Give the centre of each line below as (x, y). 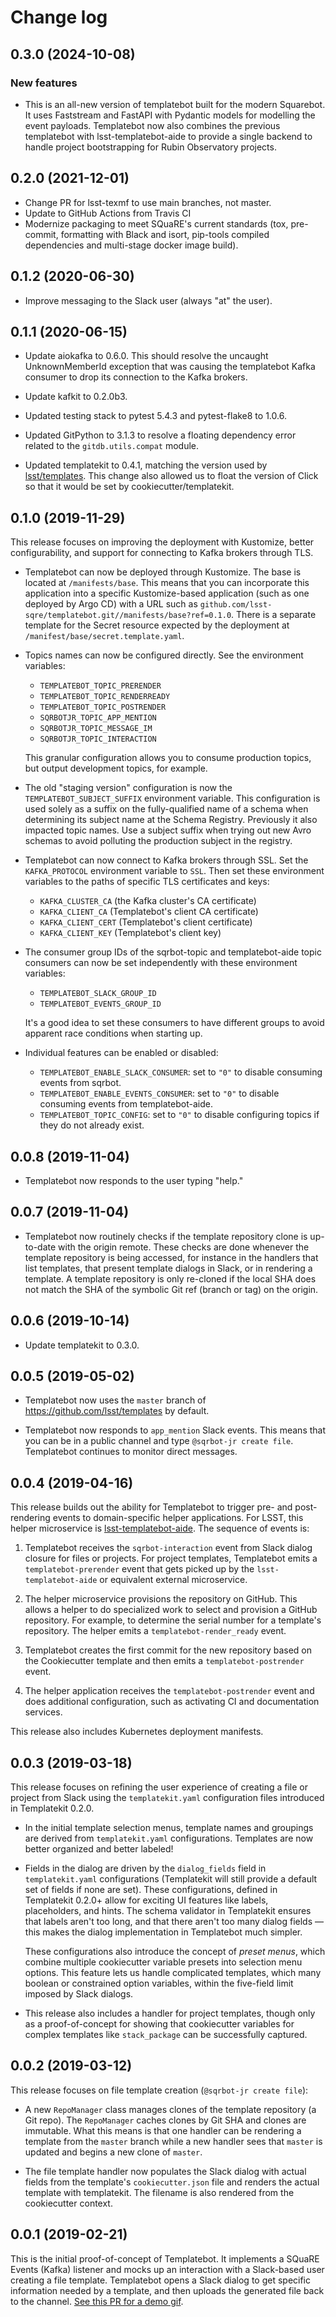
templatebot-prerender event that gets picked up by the (139, 1569)
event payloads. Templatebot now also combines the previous (152, 125)
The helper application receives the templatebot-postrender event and (169, 1691)
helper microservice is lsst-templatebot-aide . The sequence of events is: (160, 1528)
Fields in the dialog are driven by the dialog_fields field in (145, 1868)
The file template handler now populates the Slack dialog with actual (165, 2171)
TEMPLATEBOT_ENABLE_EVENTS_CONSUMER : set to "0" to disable (159, 1093)
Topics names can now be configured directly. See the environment (164, 655)
